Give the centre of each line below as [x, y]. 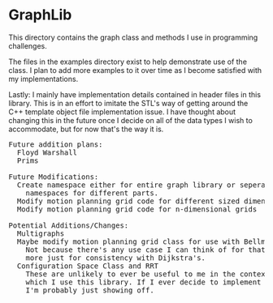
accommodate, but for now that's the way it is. [86, 129]
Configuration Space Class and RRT [88, 266]
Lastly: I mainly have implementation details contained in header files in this [135, 94]
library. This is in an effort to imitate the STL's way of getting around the [128, 103]
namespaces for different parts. [92, 193]
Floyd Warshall [47, 152]
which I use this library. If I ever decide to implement [143, 282]
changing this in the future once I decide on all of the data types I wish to [131, 120]
